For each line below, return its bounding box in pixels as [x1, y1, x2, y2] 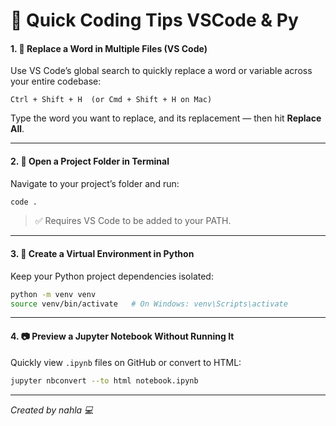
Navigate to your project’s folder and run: [10, 177, 180, 189]
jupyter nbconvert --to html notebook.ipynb [10, 375, 199, 386]
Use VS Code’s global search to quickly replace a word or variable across [10, 65, 313, 77]
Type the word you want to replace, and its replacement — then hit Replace [10, 112, 322, 124]
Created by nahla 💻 [10, 404, 94, 416]
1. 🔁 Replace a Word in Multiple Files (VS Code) [10, 42, 208, 54]
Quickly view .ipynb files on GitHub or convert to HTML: [10, 356, 242, 368]
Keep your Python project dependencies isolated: [10, 270, 214, 282]
